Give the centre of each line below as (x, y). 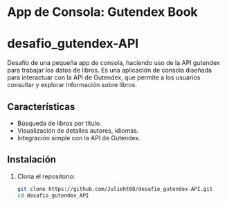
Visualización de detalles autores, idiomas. (78, 130)
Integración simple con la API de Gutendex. (79, 138)
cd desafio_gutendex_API (53, 195)
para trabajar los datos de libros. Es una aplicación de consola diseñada (110, 71)
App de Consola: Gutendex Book (103, 12)
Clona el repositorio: (46, 176)
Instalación (32, 160)
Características (41, 107)
